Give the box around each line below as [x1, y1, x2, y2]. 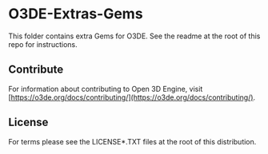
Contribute [8, 63, 64, 77]
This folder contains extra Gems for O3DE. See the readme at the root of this [8, 31, 261, 41]
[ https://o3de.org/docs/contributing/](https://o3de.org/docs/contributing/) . [8, 93, 256, 102]
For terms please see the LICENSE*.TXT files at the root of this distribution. [8, 136, 257, 146]
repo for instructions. [8, 39, 78, 49]
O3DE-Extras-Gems [8, 5, 143, 23]
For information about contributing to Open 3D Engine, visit [8, 84, 203, 93]
